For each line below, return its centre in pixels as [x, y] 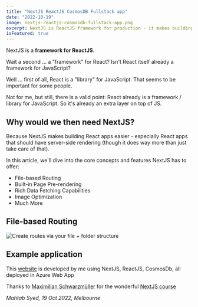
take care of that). [28, 149]
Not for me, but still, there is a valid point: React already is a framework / [94, 97]
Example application [44, 254]
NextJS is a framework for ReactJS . [50, 50]
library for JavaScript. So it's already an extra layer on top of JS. [84, 103]
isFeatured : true [27, 34]
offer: [13, 166]
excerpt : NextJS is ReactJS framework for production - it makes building [100, 28]
